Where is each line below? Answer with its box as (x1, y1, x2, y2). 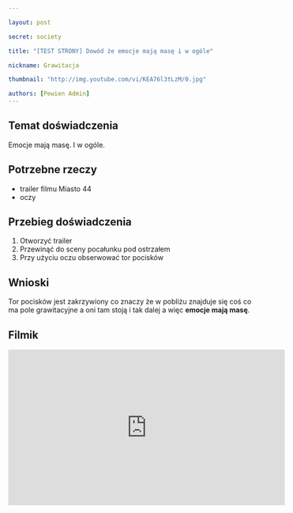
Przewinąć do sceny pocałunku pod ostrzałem (19, 244, 171, 254)
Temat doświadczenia (8, 119, 118, 133)
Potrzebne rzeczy (8, 163, 97, 176)
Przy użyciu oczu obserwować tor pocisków (19, 253, 164, 262)
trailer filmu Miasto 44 (19, 183, 92, 194)
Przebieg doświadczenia (8, 215, 132, 229)
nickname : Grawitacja (8, 61, 80, 70)
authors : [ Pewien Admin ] (8, 90, 90, 98)
